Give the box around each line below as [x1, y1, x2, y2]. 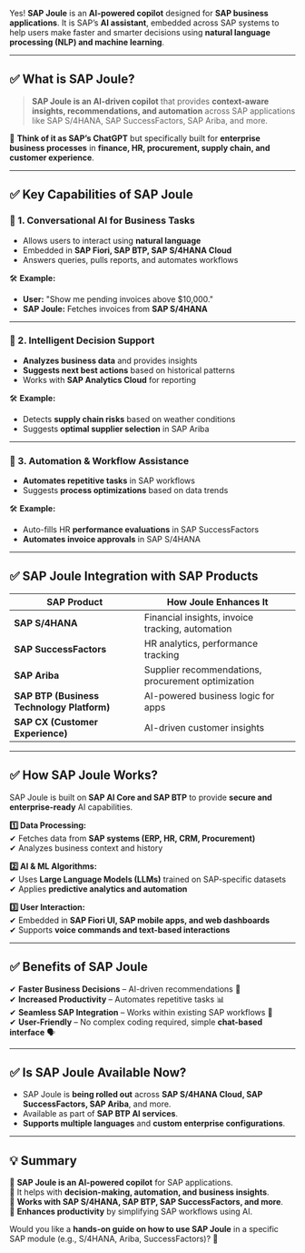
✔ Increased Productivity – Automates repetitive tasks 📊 [9, 994, 225, 1005]
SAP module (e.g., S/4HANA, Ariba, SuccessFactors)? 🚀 [9, 1233, 219, 1245]
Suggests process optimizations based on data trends [22, 485, 229, 496]
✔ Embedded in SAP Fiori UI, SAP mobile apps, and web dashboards [9, 914, 271, 925]
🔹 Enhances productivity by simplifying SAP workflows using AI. [9, 1206, 252, 1218]
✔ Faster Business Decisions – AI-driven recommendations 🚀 [9, 983, 241, 995]
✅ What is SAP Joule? [9, 72, 135, 87]
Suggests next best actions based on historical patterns [22, 364, 236, 376]
